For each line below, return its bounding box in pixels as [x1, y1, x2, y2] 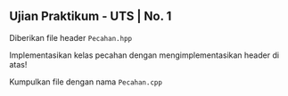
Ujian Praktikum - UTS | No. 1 [9, 9, 172, 24]
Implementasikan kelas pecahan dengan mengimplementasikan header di [9, 50, 279, 60]
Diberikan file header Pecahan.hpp [9, 32, 132, 43]
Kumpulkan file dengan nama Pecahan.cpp [9, 76, 163, 87]
